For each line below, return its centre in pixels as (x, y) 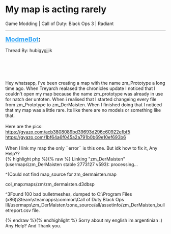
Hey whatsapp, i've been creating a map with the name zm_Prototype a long (85, 83)
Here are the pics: (24, 126)
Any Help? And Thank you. (33, 225)
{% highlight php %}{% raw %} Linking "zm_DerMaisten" (65, 159)
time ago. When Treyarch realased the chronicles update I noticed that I (80, 88)
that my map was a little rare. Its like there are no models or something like (83, 110)
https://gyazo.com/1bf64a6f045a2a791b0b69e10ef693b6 (66, 137)
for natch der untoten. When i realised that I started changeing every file (81, 99)
